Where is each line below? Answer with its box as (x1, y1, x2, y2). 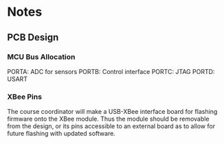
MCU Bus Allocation (7, 52, 76, 62)
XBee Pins (7, 92, 43, 101)
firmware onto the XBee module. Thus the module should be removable (7, 115, 210, 123)
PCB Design (7, 32, 59, 43)
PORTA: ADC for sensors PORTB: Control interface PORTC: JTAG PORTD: (7, 67, 215, 75)
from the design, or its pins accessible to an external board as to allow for (7, 122, 215, 130)
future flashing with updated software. (7, 130, 115, 138)
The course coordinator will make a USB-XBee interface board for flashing (7, 108, 218, 116)
